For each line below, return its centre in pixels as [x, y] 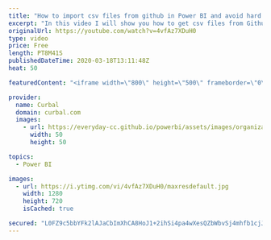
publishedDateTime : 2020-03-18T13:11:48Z [79, 61]
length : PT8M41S [35, 53]
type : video [28, 38]
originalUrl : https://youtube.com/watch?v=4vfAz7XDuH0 [102, 31]
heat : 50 [23, 68]
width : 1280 [43, 194]
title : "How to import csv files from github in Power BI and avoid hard [135, 16]
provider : [25, 97]
